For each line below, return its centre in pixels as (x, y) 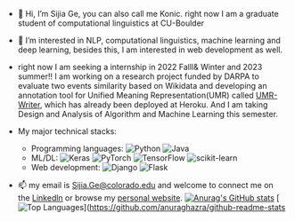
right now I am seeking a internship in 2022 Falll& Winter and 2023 (140, 67)
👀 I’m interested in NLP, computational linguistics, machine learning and (149, 40)
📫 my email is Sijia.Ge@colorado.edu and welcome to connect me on (145, 185)
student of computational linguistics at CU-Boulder (111, 23)
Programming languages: (77, 148)
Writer (29, 105)
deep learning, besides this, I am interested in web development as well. (150, 50)
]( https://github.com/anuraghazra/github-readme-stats (184, 207)
